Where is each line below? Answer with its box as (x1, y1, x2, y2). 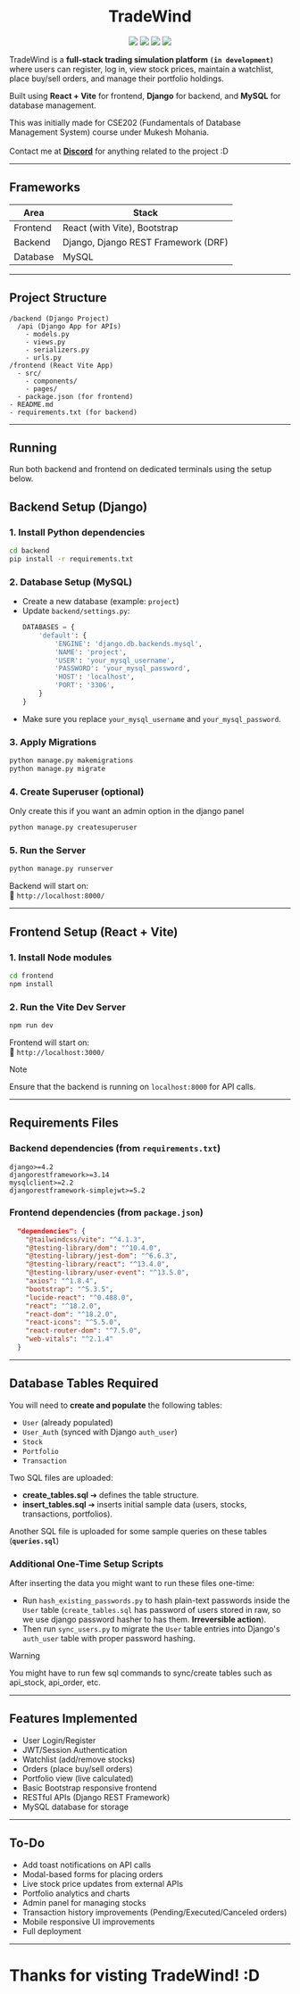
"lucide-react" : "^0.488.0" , (25, 1292, 134, 1302)
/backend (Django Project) (9, 314, 110, 323)
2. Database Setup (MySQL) (9, 576, 132, 588)
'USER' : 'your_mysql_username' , (54, 656, 175, 665)
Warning (9, 1650, 40, 1661)
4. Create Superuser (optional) (9, 785, 145, 798)
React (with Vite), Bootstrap (62, 221, 179, 234)
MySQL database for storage (21, 1801, 129, 1812)
